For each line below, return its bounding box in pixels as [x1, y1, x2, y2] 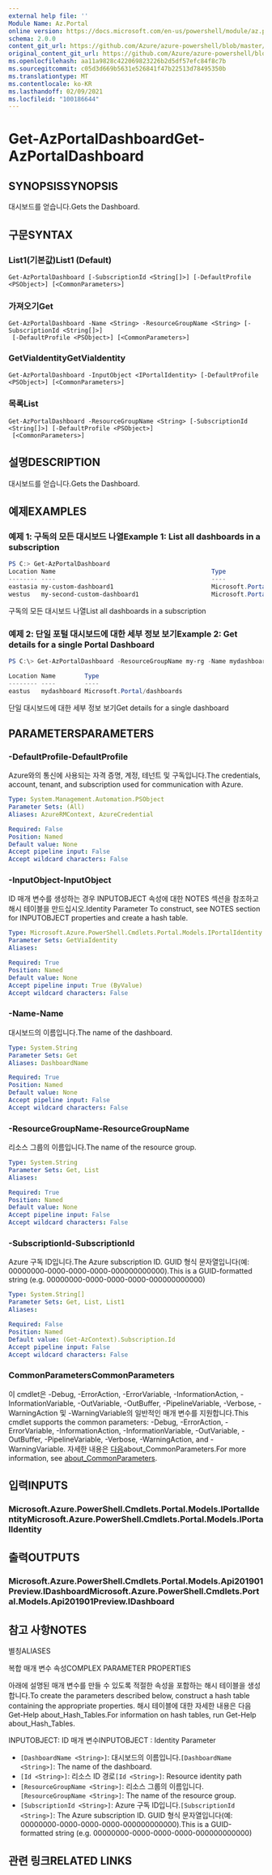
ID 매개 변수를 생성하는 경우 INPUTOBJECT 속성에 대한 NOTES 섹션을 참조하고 [8, 894, 259, 903]
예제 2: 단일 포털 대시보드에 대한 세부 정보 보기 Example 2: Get [8, 628, 238, 640]
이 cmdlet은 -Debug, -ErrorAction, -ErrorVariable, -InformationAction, [8, 1389, 239, 1399]
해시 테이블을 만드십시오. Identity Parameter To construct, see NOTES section [8, 904, 261, 914]
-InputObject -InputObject [8, 874, 112, 886]
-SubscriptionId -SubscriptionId [8, 1238, 135, 1248]
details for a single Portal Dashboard [8, 639, 155, 650]
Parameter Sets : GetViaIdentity [8, 937, 117, 945]
